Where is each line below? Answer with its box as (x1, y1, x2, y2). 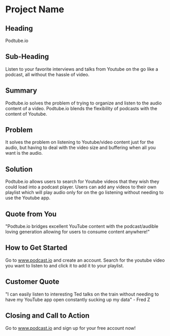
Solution (5, 165, 33, 174)
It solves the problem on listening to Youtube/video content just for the (5, 139, 154, 145)
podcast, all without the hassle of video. (5, 71, 90, 77)
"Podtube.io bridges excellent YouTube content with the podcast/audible (5, 223, 159, 229)
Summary (5, 86, 37, 95)
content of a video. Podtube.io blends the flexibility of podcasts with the (5, 105, 158, 111)
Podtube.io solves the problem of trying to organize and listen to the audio (5, 100, 162, 106)
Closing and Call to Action (5, 311, 90, 320)
